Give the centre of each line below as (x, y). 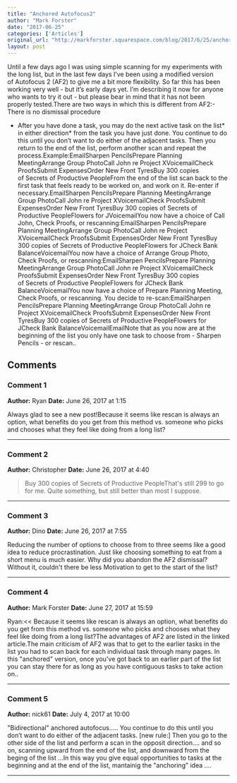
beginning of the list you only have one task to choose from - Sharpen (119, 335)
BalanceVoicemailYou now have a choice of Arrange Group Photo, (113, 253)
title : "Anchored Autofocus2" (52, 14)
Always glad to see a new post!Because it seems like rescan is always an (114, 414)
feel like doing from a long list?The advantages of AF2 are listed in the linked (119, 636)
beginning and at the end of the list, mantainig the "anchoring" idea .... (109, 765)
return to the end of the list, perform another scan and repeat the (112, 148)
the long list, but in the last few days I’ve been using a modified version (110, 74)
